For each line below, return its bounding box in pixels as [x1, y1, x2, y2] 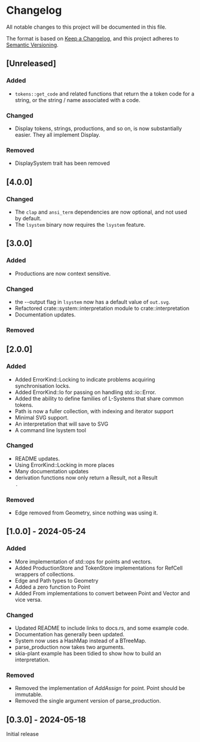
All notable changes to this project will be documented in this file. [6, 23, 167, 30]
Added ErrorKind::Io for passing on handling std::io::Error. [14, 389, 156, 396]
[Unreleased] [6, 59, 57, 69]
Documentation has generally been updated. [14, 631, 125, 638]
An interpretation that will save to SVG [14, 420, 109, 427]
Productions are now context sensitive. [14, 270, 111, 277]
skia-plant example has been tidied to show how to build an [14, 650, 161, 657]
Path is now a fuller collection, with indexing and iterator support [14, 407, 174, 415]
